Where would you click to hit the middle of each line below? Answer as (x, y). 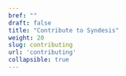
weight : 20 (26, 38)
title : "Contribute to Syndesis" (64, 30)
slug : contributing (41, 45)
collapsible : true (39, 60)
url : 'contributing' (43, 52)
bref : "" (23, 15)
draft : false (30, 23)
